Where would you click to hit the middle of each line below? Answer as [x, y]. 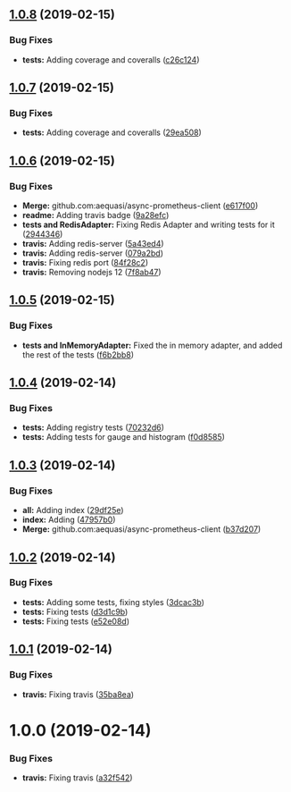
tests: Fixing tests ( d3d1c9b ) [75, 611]
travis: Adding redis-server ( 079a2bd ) [92, 253]
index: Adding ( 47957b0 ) [69, 520]
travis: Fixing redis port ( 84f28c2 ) [85, 263]
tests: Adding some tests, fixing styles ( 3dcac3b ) [113, 602]
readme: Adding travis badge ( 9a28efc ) [96, 215]
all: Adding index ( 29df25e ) [73, 510]
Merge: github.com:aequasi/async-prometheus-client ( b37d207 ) [141, 529]
